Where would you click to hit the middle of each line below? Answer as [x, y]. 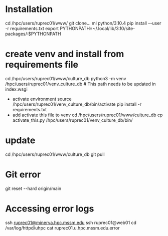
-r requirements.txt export [32, 28]
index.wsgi [16, 89]
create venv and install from [65, 54]
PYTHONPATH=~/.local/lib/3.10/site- [98, 28]
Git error [23, 174]
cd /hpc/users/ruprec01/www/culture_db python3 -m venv [66, 78]
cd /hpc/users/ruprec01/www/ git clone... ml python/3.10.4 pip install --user [83, 23]
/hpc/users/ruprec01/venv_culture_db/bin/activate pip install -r [77, 104]
